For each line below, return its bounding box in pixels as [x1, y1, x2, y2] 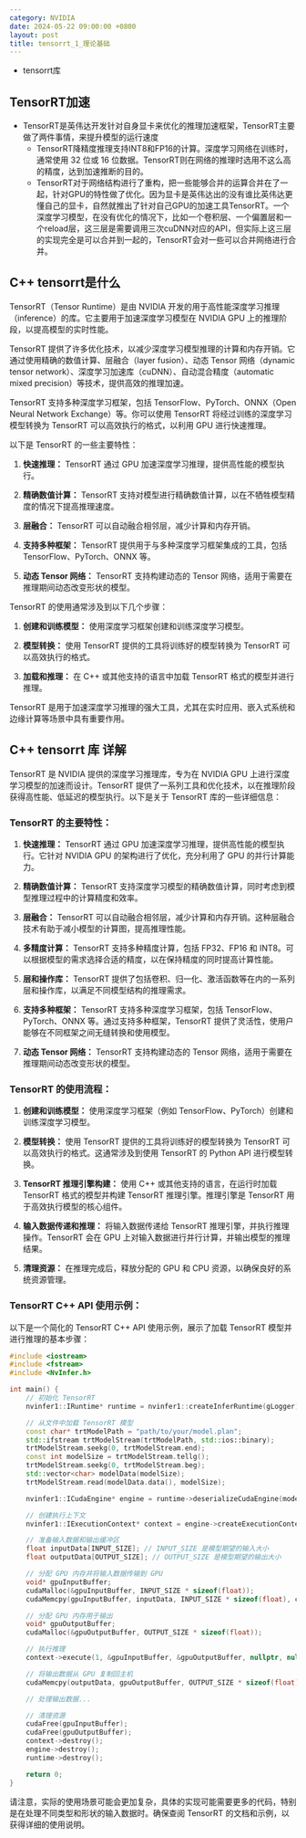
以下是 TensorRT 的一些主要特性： [9, 439, 138, 450]
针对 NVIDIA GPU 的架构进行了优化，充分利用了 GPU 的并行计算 [46, 850, 287, 861]
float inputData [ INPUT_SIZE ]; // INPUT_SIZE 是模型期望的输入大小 [25, 1544, 270, 1553]
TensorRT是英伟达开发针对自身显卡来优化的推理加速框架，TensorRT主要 [22, 121, 296, 131]
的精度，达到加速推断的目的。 [36, 166, 148, 177]
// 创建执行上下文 [25, 1510, 87, 1520]
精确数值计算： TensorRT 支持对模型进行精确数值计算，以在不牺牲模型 [22, 489, 288, 500]
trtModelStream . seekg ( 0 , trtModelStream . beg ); [25, 1461, 206, 1470]
